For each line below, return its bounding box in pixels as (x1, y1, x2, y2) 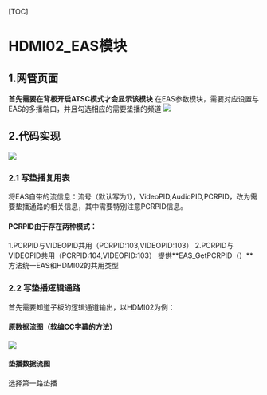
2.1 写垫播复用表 (8, 172, 70, 183)
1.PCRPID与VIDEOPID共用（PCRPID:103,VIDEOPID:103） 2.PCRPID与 (8, 241, 234, 251)
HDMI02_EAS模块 (8, 38, 128, 55)
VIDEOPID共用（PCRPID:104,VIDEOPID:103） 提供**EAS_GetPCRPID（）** (8, 251, 253, 260)
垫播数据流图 (8, 359, 50, 369)
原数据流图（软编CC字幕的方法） (8, 322, 117, 332)
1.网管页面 (8, 71, 59, 85)
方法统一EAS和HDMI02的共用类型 (8, 261, 120, 271)
